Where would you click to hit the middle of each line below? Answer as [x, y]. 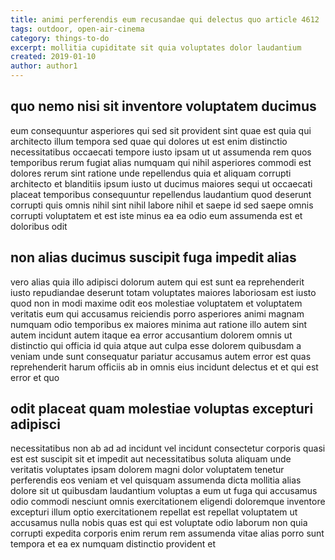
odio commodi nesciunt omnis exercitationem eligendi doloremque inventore [168, 502]
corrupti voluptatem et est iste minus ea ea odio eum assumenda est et [156, 215]
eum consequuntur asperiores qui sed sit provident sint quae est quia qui [161, 130]
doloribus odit [39, 226]
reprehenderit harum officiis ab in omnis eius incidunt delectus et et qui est [164, 367]
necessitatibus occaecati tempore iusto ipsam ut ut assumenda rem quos [161, 152]
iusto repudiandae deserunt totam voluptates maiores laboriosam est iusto [163, 292]
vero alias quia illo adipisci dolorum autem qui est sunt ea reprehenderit [157, 282]
